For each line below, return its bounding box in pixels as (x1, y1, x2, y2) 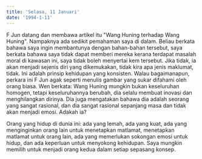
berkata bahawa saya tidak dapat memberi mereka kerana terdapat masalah (6, 50, 197, 57)
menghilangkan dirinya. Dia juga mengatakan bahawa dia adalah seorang (6, 95, 189, 103)
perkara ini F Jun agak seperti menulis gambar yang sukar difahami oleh (6, 76, 187, 83)
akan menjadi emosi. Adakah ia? (6, 108, 87, 115)
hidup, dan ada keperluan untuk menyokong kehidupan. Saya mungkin (6, 139, 183, 146)
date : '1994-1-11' (6, 15, 53, 21)
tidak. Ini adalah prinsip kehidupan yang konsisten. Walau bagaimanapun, (6, 70, 190, 77)
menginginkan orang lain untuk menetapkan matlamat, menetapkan (6, 126, 175, 134)
